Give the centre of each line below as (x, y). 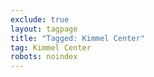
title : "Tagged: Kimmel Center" (77, 38)
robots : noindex (44, 57)
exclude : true (40, 19)
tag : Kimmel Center (51, 47)
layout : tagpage (44, 29)
